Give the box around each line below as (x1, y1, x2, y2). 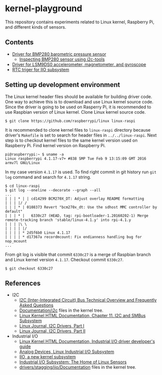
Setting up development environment (5, 81, 120, 89)
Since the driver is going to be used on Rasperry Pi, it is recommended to (5, 104, 151, 110)
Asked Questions (19, 302, 54, 308)
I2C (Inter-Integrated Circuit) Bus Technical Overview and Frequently (19, 297, 157, 303)
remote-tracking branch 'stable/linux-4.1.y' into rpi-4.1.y (5, 217, 131, 222)
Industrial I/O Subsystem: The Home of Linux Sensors (19, 359, 127, 365)
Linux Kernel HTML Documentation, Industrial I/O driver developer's (19, 339, 155, 344)
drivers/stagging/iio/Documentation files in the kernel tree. (19, 364, 137, 370)
